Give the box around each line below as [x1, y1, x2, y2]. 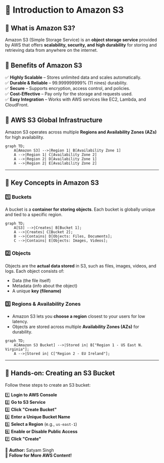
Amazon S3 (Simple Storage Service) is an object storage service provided [5, 37, 157, 43]
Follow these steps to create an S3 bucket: [5, 382, 91, 388]
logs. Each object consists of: [5, 268, 64, 274]
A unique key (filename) [12, 288, 61, 294]
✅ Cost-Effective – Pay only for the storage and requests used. [5, 90, 133, 97]
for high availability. [5, 134, 44, 140]
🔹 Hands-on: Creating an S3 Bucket [5, 369, 115, 377]
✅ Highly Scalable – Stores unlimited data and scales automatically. [5, 74, 142, 80]
